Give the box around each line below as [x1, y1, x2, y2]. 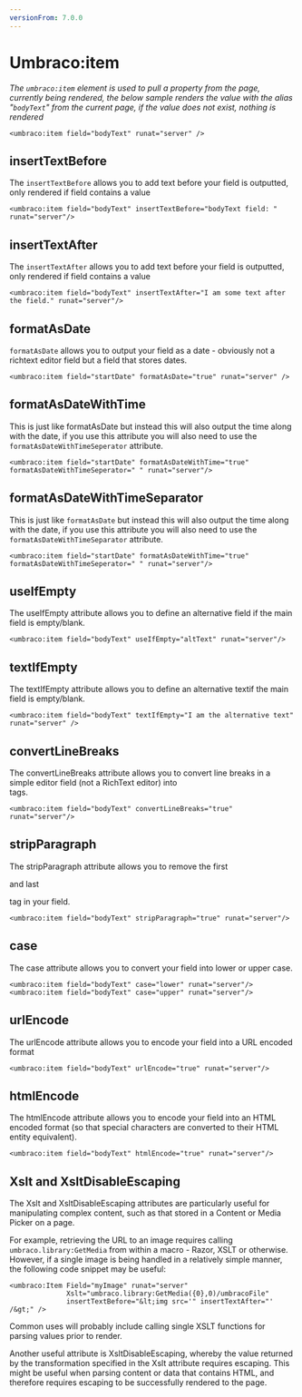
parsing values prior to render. [9, 1331, 122, 1342]
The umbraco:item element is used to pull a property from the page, [9, 83, 261, 93]
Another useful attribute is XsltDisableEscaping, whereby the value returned [9, 1348, 293, 1359]
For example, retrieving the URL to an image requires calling [9, 1235, 233, 1246]
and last [9, 878, 39, 889]
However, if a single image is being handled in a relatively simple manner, [9, 1254, 283, 1265]
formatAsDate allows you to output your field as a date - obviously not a [9, 346, 275, 356]
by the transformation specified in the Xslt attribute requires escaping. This [9, 1358, 290, 1369]
